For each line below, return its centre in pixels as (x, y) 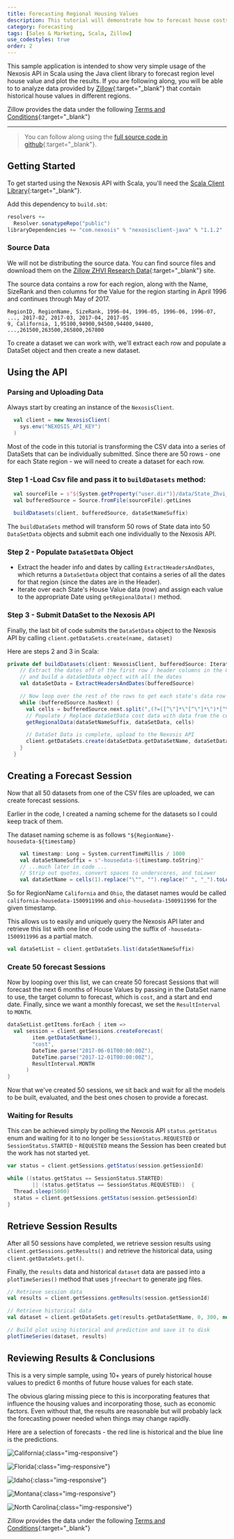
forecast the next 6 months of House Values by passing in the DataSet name (117, 990)
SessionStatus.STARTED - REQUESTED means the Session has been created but (117, 1146)
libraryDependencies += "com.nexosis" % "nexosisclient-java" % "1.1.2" (115, 230)
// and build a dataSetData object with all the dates (101, 677)
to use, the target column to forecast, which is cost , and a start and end (110, 997)
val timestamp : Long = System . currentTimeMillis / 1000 (103, 853)
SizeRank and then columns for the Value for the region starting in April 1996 (117, 291)
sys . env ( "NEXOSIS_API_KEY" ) (60, 427)
